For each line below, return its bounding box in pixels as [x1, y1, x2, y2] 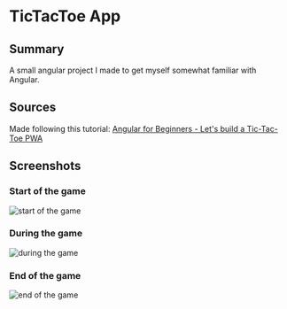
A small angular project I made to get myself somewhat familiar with [9, 65, 257, 75]
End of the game [9, 269, 81, 282]
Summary [9, 42, 65, 57]
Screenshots [9, 158, 81, 174]
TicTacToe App [9, 6, 121, 27]
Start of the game [9, 185, 86, 197]
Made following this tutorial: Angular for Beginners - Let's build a [9, 123, 245, 134]
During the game [9, 228, 82, 240]
